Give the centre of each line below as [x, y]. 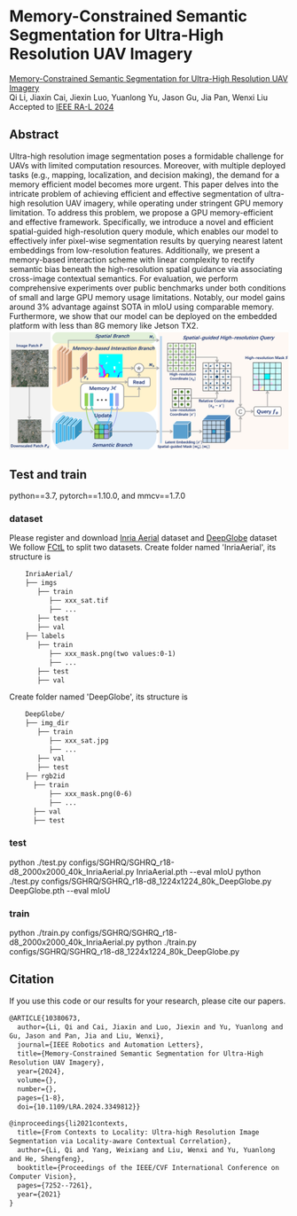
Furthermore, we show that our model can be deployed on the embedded [143, 316]
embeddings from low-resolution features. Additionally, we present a [134, 250]
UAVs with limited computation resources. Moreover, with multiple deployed [148, 165]
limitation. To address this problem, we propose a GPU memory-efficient [141, 212]
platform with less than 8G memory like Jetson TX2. [104, 325]
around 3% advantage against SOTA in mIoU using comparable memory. [142, 307]
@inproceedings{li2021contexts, [69, 1123]
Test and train [48, 475]
